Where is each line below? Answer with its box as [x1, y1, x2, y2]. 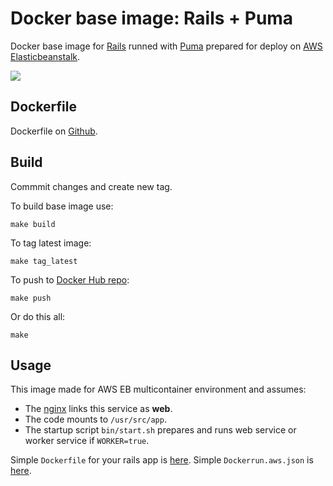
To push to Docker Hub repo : [10, 273, 130, 286]
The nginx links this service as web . [24, 403, 173, 415]
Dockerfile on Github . [10, 125, 98, 137]
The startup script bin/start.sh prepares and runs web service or [24, 424, 297, 436]
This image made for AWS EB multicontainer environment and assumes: [10, 383, 307, 396]
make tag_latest [10, 256, 78, 266]
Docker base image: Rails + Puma [10, 7, 294, 30]
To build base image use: [10, 200, 114, 212]
